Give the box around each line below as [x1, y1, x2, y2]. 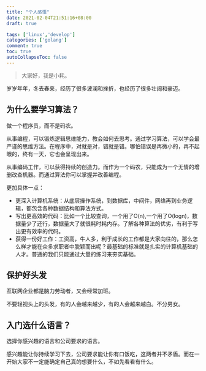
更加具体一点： [6, 184, 44, 191]
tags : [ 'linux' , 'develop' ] [6, 31, 75, 37]
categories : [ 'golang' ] [6, 37, 67, 43]
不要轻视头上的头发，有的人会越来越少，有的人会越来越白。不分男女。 [6, 301, 184, 308]
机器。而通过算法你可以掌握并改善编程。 [22, 171, 124, 178]
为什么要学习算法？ [6, 105, 79, 115]
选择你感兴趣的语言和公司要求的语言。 [6, 337, 103, 345]
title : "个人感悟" [6, 9, 50, 15]
